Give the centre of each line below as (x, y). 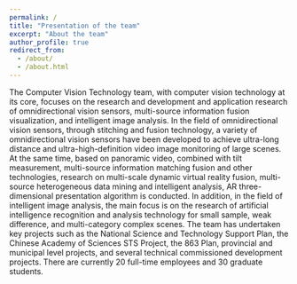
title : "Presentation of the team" (75, 26)
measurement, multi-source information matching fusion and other (131, 167)
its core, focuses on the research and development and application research (148, 101)
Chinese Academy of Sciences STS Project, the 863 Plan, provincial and (141, 243)
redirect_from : (37, 51)
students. (27, 271)
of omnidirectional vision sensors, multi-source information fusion (129, 111)
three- (250, 186)
